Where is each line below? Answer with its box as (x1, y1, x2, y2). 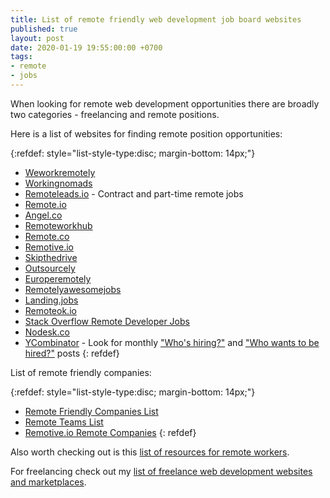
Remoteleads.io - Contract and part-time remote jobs (24, 187, 244, 200)
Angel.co (24, 209, 63, 221)
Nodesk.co (24, 326, 70, 338)
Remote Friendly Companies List (24, 405, 159, 417)
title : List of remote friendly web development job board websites (10, 14, 302, 25)
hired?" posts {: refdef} (24, 347, 120, 359)
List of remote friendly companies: (10, 366, 152, 378)
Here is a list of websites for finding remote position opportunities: (10, 127, 283, 140)
